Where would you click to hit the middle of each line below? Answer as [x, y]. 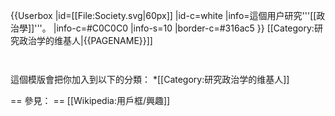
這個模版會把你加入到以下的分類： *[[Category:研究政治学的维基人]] [150, 79]
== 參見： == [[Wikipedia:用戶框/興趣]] [90, 100]
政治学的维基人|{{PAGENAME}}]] [85, 40]
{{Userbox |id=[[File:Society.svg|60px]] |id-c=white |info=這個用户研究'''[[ [163, 15]
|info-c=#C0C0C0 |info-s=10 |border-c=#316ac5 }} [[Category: [184, 28]
